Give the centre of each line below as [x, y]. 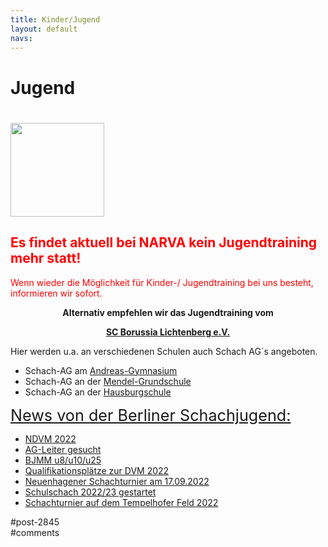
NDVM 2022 [50, 438]
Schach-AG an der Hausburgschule [98, 392]
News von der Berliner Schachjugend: [151, 415]
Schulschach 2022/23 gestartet [90, 492]
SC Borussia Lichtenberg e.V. [168, 332]
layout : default [44, 29]
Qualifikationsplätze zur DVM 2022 [97, 470]
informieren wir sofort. [56, 293]
